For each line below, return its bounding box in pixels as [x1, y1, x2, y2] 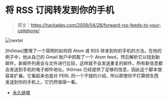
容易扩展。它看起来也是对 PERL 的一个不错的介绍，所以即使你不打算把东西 [5, 72, 159, 78]
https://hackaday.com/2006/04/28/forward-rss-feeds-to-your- [30, 22, 161, 28]
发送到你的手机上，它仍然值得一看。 [5, 78, 80, 85]
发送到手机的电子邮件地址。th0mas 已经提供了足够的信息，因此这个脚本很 [9, 66, 162, 72]
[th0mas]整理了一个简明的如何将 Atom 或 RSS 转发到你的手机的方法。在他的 [5, 47, 162, 53]
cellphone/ [17, 27, 40, 33]
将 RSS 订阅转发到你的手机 [5, 4, 114, 16]
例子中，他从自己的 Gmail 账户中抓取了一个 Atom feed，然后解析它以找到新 [5, 53, 160, 60]
